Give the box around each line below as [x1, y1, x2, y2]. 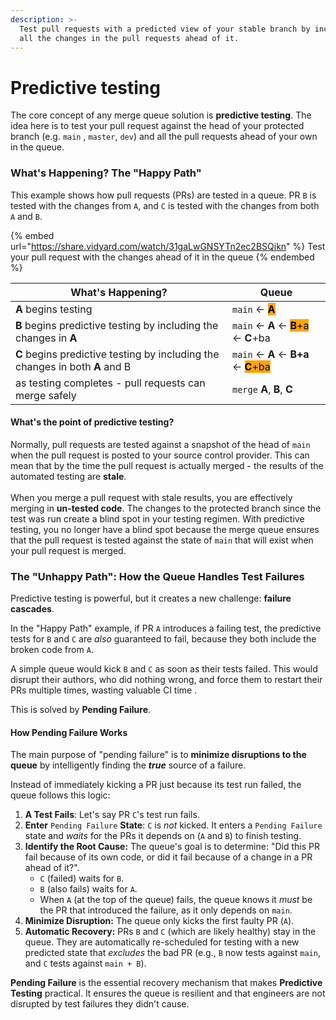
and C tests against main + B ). [24, 957, 147, 970]
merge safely [15, 388, 77, 402]
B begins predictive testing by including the [15, 318, 219, 332]
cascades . [10, 603, 55, 615]
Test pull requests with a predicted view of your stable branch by [19, 24, 311, 34]
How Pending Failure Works [10, 726, 128, 738]
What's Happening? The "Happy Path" [10, 166, 202, 180]
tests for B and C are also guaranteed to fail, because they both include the [10, 633, 317, 645]
